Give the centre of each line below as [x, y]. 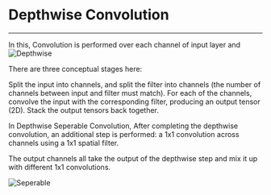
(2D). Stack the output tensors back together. [83, 110]
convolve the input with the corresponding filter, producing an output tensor [134, 102]
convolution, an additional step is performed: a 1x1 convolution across [124, 134]
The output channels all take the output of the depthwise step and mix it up [133, 158]
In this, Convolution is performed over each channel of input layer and [124, 44]
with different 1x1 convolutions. [60, 167]
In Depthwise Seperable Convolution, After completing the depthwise [123, 126]
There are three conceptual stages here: [75, 68]
